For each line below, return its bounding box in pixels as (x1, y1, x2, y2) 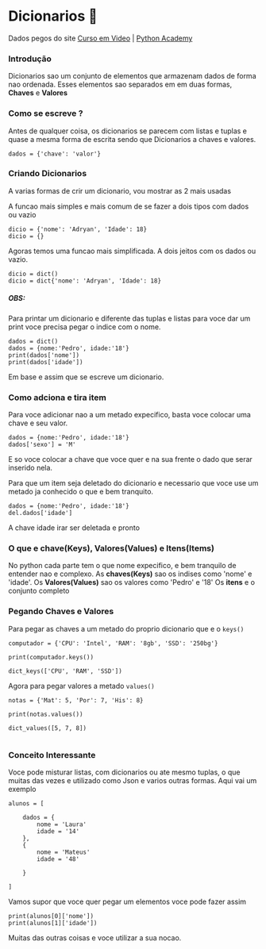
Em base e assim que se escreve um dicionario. (8, 372, 164, 382)
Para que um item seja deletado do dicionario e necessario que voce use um (8, 478, 259, 488)
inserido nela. (8, 463, 53, 473)
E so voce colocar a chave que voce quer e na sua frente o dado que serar (8, 455, 253, 464)
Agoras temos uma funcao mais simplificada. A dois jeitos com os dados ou (8, 246, 256, 255)
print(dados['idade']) (8, 358, 83, 366)
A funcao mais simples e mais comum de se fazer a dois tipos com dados (8, 202, 249, 211)
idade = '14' (37, 827, 80, 836)
